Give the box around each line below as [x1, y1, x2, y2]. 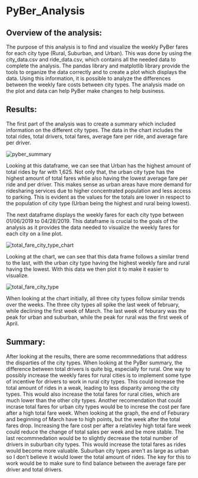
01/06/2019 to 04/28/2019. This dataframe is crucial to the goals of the [6, 217, 178, 224]
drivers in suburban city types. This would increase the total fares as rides [6, 441, 187, 448]
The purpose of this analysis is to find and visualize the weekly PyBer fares [6, 43, 189, 50]
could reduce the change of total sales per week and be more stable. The [6, 428, 184, 435]
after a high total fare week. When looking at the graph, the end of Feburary [6, 409, 190, 416]
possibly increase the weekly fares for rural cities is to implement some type [6, 372, 192, 379]
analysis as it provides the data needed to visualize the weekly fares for [6, 224, 180, 231]
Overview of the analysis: [6, 28, 102, 38]
